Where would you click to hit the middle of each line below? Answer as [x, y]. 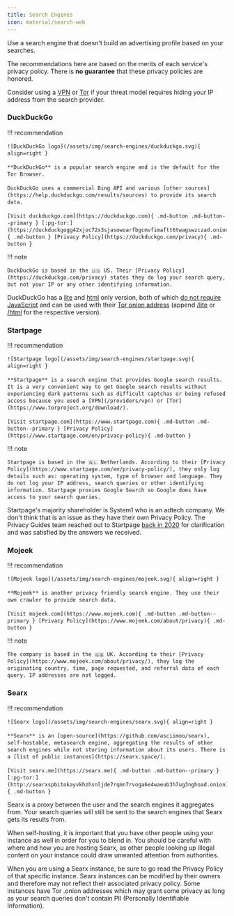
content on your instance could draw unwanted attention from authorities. [113, 855]
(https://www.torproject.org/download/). [68, 408]
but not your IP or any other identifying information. [90, 284]
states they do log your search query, [168, 277]
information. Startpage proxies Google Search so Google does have [107, 490]
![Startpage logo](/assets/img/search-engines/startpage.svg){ [101, 359]
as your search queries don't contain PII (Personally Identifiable [98, 898]
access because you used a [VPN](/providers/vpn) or [85, 401]
